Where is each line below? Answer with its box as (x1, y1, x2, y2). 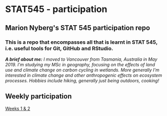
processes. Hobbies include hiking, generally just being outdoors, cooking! (5, 77, 159, 83)
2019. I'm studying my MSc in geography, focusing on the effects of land (5, 61, 155, 67)
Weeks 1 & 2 (5, 105, 30, 111)
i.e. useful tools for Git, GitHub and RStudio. (5, 45, 113, 52)
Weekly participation (5, 92, 72, 101)
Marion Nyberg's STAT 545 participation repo (5, 24, 150, 32)
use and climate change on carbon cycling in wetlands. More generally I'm (5, 67, 159, 73)
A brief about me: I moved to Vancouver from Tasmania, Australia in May (5, 56, 157, 62)
